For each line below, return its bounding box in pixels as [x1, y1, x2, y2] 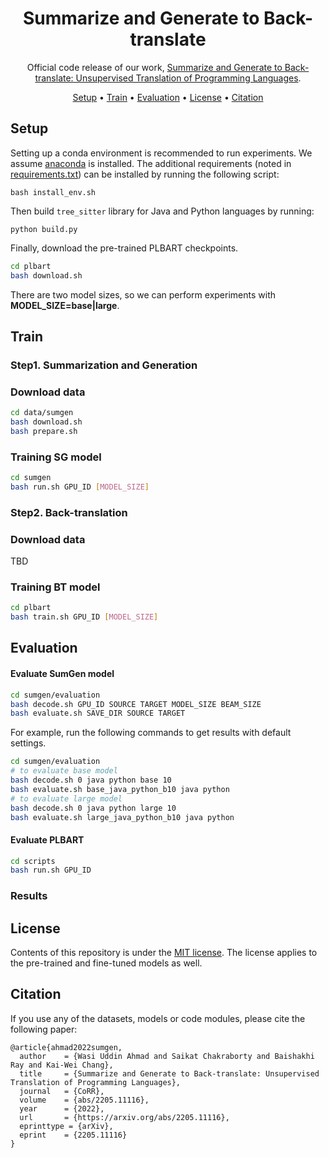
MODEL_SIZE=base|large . [10, 299, 120, 311]
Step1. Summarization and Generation [10, 358, 198, 372]
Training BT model [10, 580, 101, 594]
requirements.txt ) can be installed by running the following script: [10, 168, 280, 180]
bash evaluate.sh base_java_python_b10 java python [10, 784, 230, 794]
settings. [10, 737, 47, 749]
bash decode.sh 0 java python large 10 [10, 803, 177, 813]
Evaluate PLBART [10, 833, 85, 846]
